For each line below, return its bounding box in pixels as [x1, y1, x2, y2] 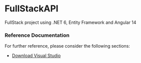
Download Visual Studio [11, 53, 61, 59]
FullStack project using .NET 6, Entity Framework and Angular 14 [4, 19, 137, 25]
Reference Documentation [4, 32, 70, 39]
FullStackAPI [4, 3, 59, 14]
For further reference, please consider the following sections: [4, 43, 130, 49]
